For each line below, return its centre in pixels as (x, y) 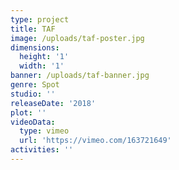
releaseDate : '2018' (53, 103)
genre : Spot (35, 85)
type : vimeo (44, 131)
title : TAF (33, 29)
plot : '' (28, 112)
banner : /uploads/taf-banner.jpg (80, 76)
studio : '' (33, 94)
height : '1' (44, 57)
